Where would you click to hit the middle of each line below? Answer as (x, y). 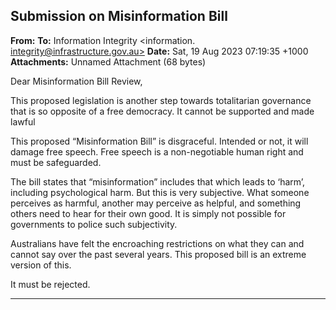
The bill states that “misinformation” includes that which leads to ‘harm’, (158, 181)
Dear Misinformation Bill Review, (76, 81)
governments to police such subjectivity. (94, 224)
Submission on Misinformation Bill (119, 16)
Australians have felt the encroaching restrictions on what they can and (157, 243)
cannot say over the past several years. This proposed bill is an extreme (158, 254)
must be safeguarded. (56, 162)
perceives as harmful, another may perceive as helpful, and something (156, 203)
